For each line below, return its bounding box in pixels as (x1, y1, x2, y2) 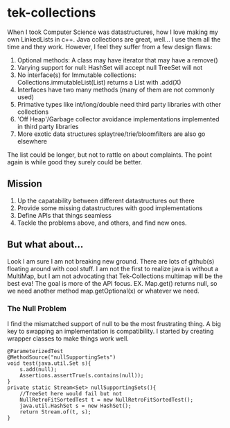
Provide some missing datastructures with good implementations (17, 203, 203, 212)
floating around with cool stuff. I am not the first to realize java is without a (7, 264, 219, 273)
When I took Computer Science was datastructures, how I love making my (7, 28, 218, 36)
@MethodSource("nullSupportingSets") (7, 354, 116, 361)
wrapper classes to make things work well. (7, 334, 130, 343)
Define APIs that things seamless (17, 211, 112, 219)
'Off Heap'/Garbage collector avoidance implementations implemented (17, 114, 220, 123)
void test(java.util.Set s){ (7, 359, 91, 367)
